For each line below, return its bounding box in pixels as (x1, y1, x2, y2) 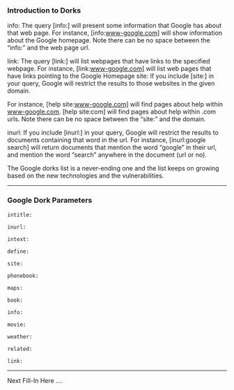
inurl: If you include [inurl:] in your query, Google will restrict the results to (7, 128, 219, 137)
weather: (7, 333, 33, 340)
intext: (7, 235, 30, 242)
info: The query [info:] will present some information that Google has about (7, 22, 222, 30)
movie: (7, 321, 26, 328)
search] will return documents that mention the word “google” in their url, (7, 143, 217, 152)
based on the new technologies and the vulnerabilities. (7, 171, 164, 180)
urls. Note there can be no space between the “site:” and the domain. (7, 115, 206, 123)
